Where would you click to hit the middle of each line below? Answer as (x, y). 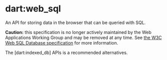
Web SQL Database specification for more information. (62, 42)
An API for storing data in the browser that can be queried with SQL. (75, 22)
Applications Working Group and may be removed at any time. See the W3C (83, 37)
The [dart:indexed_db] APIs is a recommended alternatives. (66, 52)
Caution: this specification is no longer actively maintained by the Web (78, 32)
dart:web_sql (33, 9)
